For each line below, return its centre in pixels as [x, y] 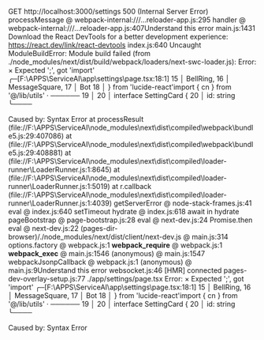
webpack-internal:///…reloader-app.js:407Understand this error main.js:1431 [132, 28]
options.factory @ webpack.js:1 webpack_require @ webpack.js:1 [115, 245]
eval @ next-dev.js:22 [43, 228]
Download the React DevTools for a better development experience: [118, 36]
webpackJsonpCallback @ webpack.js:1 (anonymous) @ [100, 262]
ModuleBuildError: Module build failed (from [80, 53]
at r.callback [132, 186]
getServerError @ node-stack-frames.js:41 [183, 203]
